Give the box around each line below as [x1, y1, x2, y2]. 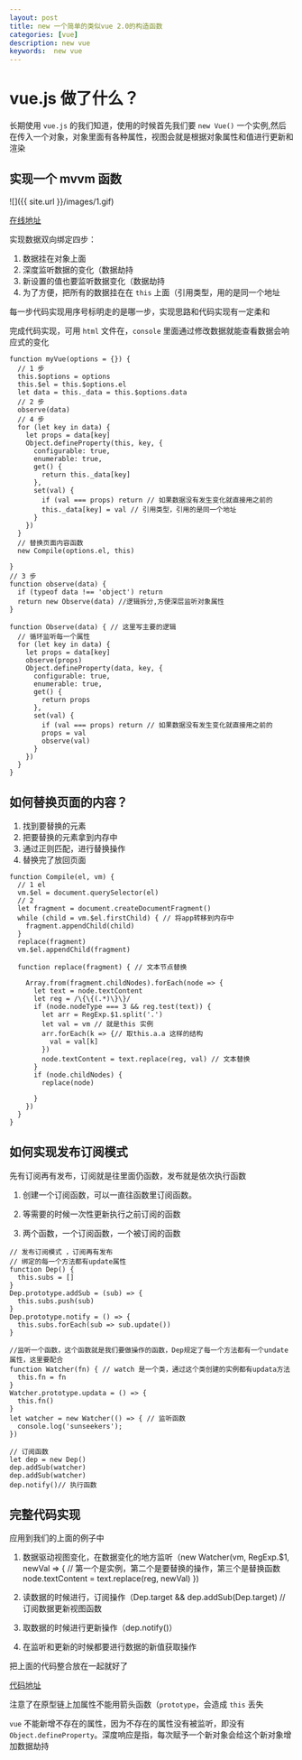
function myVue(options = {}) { [9, 354, 131, 364]
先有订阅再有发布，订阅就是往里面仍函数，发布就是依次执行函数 [9, 1170, 246, 1181]
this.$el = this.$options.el [17, 380, 127, 389]
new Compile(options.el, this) [17, 546, 135, 555]
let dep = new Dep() [9, 1455, 87, 1464]
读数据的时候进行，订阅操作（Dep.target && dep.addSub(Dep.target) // [22, 1592, 286, 1603]
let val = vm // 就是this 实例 [41, 1019, 154, 1029]
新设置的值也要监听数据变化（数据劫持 [22, 275, 165, 286]
